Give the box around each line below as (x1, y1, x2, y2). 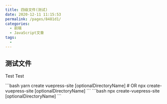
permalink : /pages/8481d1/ (5, 16, 61, 21)
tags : (5, 35, 16, 40)
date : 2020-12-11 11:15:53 (5, 12, 61, 17)
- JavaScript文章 (9, 30, 44, 35)
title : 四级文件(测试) (5, 7, 48, 12)
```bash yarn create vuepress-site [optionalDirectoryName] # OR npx (5, 83, 146, 89)
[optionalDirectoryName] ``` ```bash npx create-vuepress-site (34, 88, 160, 94)
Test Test (5, 73, 24, 79)
